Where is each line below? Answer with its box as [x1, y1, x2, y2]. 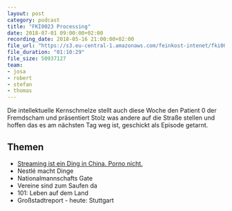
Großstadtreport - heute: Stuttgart [17, 196, 114, 204]
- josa [7, 68, 26, 75]
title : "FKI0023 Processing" [7, 23, 91, 30]
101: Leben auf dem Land [17, 188, 88, 197]
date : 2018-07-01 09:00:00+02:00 [7, 29, 104, 37]
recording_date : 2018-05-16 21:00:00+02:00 [7, 36, 135, 43]
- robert [7, 74, 32, 82]
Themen [7, 141, 44, 153]
